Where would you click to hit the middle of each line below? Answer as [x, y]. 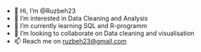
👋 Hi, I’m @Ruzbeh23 [45, 11]
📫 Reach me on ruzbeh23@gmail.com [70, 41]
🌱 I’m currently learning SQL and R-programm [80, 26]
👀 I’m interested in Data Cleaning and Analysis [81, 18]
